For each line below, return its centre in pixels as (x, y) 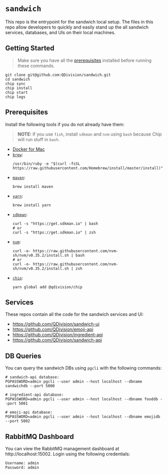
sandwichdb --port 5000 (30, 386)
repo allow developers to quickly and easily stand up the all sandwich (77, 27)
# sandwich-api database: (32, 377)
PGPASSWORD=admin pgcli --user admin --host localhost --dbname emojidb (83, 417)
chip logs (16, 97)
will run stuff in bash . (39, 139)
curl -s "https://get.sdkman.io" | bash (55, 223)
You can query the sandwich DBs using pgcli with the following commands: (83, 368)
